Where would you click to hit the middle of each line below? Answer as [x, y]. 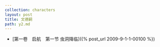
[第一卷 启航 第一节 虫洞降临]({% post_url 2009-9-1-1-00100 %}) [84, 39]
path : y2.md [17, 24]
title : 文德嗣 [19, 19]
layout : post [19, 15]
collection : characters [30, 10]
